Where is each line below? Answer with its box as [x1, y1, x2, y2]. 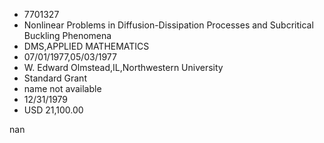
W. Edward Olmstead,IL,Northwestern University [23, 62, 224, 73]
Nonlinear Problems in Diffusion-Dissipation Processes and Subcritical [23, 19, 314, 31]
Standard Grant [23, 72, 87, 84]
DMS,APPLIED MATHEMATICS [23, 40, 150, 52]
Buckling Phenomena [23, 30, 112, 41]
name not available [23, 83, 102, 94]
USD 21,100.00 [23, 104, 84, 116]
